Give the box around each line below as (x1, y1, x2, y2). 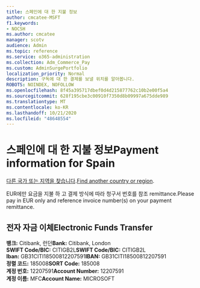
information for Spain (6, 156, 116, 170)
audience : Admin (6, 43, 47, 49)
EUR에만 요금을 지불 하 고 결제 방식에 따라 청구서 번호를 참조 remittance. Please (6, 190, 195, 197)
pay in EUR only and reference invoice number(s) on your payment (6, 197, 172, 204)
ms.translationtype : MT (6, 98, 66, 104)
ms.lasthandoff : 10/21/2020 (6, 110, 77, 116)
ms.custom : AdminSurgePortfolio (6, 65, 87, 71)
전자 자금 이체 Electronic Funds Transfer (6, 222, 153, 232)
